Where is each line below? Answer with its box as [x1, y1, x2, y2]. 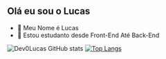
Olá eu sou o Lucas [7, 5, 91, 17]
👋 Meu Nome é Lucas [17, 23, 79, 32]
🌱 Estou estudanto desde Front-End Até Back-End [17, 31, 160, 39]
